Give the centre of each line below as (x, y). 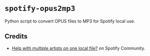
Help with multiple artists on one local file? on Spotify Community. (78, 48)
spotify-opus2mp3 (40, 9)
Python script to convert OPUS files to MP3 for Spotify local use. (70, 21)
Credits (16, 36)
